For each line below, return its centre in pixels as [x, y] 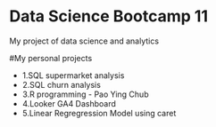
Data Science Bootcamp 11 [108, 16]
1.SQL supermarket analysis [73, 75]
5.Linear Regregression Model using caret [99, 113]
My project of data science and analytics [84, 41]
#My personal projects [51, 58]
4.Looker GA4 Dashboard [69, 103]
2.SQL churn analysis [61, 84]
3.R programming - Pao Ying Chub [85, 94]
